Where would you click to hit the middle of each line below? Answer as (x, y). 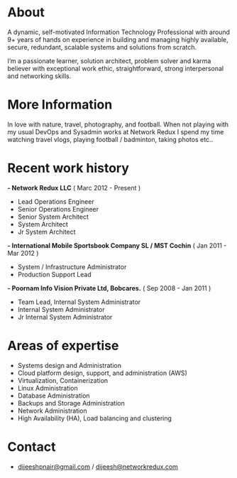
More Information (60, 105)
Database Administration (54, 396)
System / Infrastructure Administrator (72, 266)
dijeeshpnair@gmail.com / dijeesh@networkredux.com (98, 467)
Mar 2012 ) (23, 253)
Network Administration (52, 411)
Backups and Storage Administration (71, 403)
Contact (32, 446)
